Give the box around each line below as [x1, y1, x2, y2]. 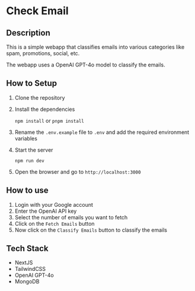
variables [14, 135, 37, 142]
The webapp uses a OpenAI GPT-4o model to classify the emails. [6, 61, 166, 68]
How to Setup [6, 78, 57, 88]
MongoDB [14, 278, 40, 285]
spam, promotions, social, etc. [6, 50, 80, 57]
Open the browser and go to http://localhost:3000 [14, 168, 141, 175]
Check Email [6, 4, 69, 18]
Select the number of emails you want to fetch [14, 213, 128, 220]
